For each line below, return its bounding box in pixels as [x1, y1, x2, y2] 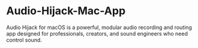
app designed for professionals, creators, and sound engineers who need [6, 30, 188, 37]
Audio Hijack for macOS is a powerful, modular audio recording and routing [6, 24, 192, 31]
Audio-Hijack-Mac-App [6, 4, 126, 18]
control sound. [6, 36, 42, 43]
